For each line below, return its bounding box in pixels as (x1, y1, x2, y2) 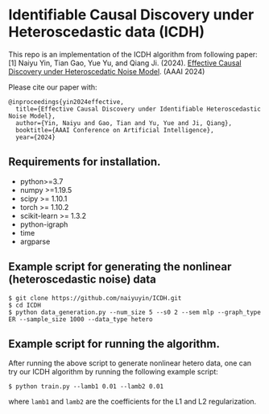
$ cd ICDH (8, 301, 42, 309)
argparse (19, 236, 51, 246)
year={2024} (15, 133, 56, 141)
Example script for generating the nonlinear (8, 260, 232, 274)
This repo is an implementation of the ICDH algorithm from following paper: (8, 49, 258, 59)
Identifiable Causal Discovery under (8, 6, 255, 24)
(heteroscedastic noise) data (8, 273, 157, 286)
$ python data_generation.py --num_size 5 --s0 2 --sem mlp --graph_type (8, 308, 262, 316)
